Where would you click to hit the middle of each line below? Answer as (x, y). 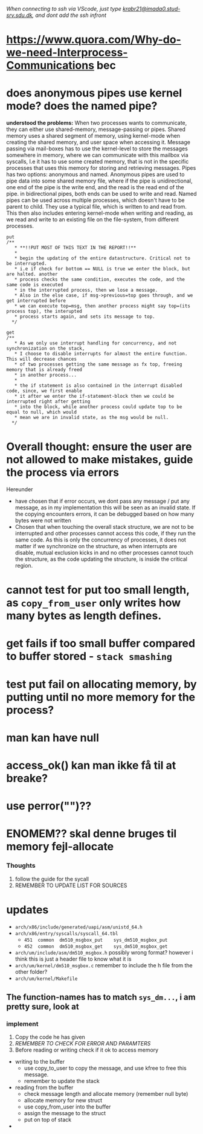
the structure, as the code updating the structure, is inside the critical (101, 559)
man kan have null (53, 738)
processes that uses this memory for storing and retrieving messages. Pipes (101, 168)
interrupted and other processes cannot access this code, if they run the (105, 534)
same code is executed (35, 285)
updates (27, 910)
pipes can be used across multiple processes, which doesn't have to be (95, 200)
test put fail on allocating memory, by (101, 684)
